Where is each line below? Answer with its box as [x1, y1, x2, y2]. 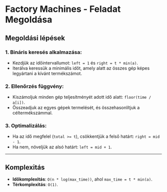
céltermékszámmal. [12, 110, 53, 116]
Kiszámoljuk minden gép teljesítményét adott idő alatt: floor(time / [12, 94, 152, 100]
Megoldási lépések [5, 34, 66, 42]
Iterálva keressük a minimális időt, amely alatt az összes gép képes [12, 65, 150, 71]
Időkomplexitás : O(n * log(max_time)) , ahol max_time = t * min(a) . [12, 176, 153, 182]
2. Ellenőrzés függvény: [5, 83, 64, 90]
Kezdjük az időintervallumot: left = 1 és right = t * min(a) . [12, 60, 138, 65]
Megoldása [5, 14, 53, 25]
